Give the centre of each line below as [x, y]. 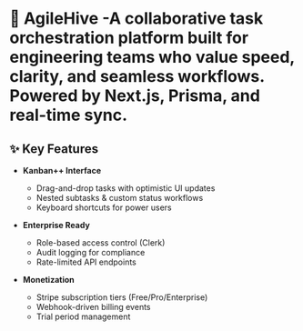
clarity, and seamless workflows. [137, 77]
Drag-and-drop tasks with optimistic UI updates [126, 188]
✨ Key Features [54, 149]
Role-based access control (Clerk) [101, 243]
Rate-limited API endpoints [86, 262]
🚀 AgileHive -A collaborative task [136, 19]
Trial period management [83, 316]
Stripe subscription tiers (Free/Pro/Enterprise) [122, 297]
